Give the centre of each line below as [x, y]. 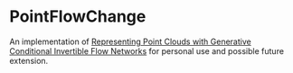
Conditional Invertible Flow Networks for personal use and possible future [147, 50]
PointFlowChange [78, 17]
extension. [29, 60]
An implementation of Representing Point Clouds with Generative [130, 41]
